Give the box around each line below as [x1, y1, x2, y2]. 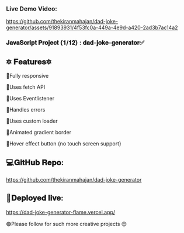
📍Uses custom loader [6, 117, 58, 124]
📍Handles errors [6, 106, 46, 113]
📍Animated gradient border [6, 129, 72, 136]
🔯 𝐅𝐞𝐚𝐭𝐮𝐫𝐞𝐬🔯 [6, 57, 51, 67]
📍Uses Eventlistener [6, 95, 54, 102]
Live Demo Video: [6, 5, 57, 13]
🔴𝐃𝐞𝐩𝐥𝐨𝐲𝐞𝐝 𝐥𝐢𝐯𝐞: [6, 193, 64, 203]
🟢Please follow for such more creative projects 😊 [6, 220, 127, 227]
